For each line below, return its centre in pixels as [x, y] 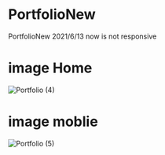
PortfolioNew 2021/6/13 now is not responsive [82, 36]
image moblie [53, 122]
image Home [50, 68]
